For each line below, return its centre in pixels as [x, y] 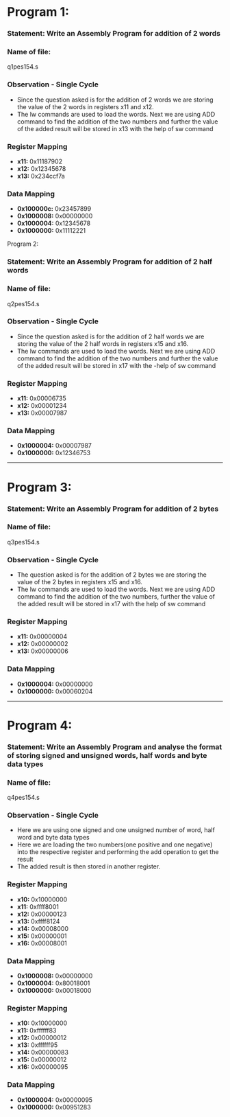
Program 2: [23, 244]
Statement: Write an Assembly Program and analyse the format [115, 747]
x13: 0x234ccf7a [41, 176]
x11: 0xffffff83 [37, 1030]
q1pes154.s [23, 67]
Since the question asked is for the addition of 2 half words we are [111, 336]
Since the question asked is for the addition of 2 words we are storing [115, 100]
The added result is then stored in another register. [89, 866]
